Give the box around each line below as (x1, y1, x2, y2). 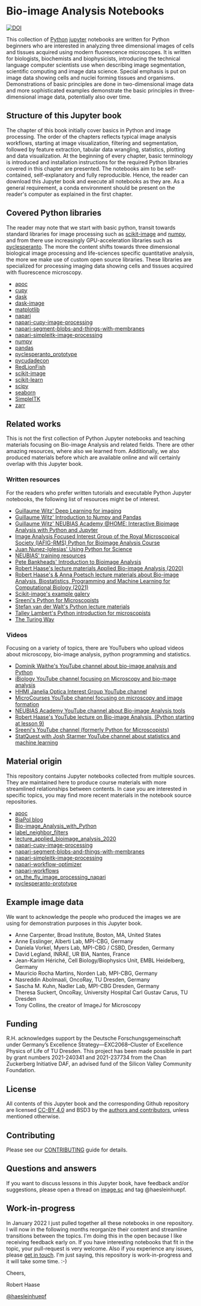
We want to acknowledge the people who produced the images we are (6, 913, 181, 920)
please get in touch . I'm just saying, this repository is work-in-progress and (6, 1251, 192, 1259)
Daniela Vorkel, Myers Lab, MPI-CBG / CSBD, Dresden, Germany (14, 944, 175, 951)
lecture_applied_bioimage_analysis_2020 (14, 835, 116, 842)
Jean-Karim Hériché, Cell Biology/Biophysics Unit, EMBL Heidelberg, (14, 957, 185, 964)
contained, (6, 171, 33, 179)
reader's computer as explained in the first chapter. (6, 191, 133, 198)
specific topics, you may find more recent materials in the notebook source (6, 792, 192, 799)
